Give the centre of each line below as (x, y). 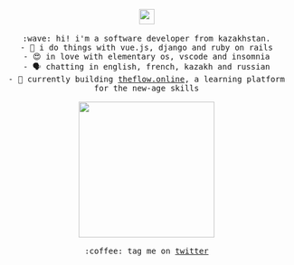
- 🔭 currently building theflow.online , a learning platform (147, 79)
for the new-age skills (147, 88)
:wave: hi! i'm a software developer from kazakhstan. (147, 38)
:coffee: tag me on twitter (147, 251)
